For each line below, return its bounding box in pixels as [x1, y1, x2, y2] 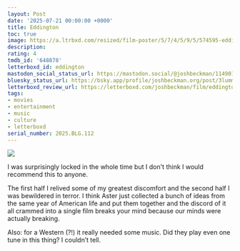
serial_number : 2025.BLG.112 [7, 130, 94, 137]
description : [7, 43, 46, 51]
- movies [7, 97, 34, 104]
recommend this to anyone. [7, 170, 88, 179]
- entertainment [7, 103, 56, 111]
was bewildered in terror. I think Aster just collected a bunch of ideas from [7, 192, 226, 200]
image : [7, 37, 27, 44]
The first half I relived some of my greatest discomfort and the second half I [7, 184, 230, 193]
